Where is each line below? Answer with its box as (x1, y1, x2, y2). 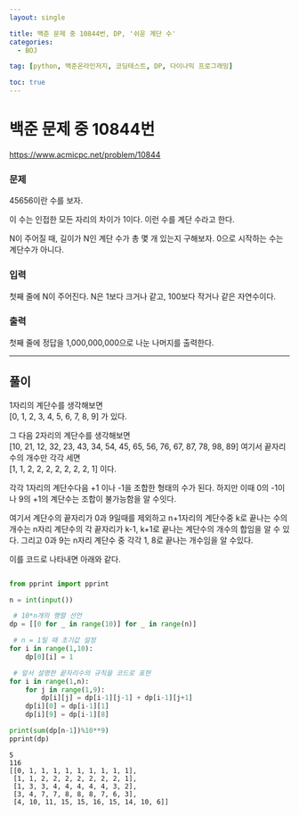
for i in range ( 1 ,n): (9, 677, 90, 686)
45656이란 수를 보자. (9, 195, 84, 206)
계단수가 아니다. (9, 245, 65, 255)
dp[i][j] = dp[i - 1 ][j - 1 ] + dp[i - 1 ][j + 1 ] (41, 694, 193, 703)
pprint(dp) (9, 734, 50, 744)
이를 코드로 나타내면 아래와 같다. (9, 553, 122, 564)
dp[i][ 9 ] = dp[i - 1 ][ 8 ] (25, 711, 109, 719)
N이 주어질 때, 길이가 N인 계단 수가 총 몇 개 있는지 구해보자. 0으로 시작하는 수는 (9, 233, 284, 244)
